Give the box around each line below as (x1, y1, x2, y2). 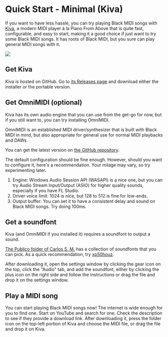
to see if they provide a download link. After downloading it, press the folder (5, 315, 161, 321)
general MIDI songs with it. (5, 41, 60, 47)
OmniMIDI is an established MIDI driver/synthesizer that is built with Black (5, 126, 157, 132)
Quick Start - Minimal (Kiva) (5, 3, 123, 15)
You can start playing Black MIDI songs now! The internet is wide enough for (5, 305, 163, 311)
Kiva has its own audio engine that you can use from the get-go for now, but (5, 111, 162, 117)
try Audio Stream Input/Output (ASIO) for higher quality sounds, (12, 182, 144, 188)
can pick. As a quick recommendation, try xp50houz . (5, 251, 114, 257)
